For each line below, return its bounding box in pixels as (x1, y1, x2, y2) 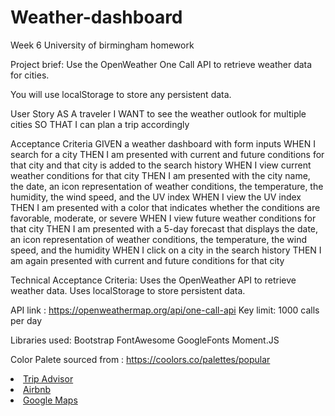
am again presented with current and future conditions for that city (10, 254, 285, 266)
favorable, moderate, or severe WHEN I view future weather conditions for (10, 212, 317, 224)
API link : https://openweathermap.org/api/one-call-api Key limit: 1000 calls (10, 304, 320, 316)
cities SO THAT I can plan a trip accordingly (10, 118, 190, 130)
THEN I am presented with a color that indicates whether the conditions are (10, 201, 321, 213)
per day (10, 314, 43, 326)
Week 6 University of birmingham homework (10, 39, 195, 51)
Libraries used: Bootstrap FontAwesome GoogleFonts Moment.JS (10, 334, 280, 346)
